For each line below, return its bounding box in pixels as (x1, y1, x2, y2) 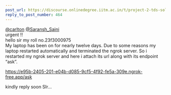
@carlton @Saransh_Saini (5, 26, 60, 32)
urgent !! (5, 31, 23, 38)
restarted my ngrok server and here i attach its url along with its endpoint (5, 53, 158, 59)
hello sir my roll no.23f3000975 (5, 37, 71, 43)
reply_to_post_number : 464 (5, 12, 63, 17)
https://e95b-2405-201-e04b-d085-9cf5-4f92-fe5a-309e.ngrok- (5, 68, 143, 74)
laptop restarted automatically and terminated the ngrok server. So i (5, 48, 147, 54)
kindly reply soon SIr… (5, 83, 52, 89)
